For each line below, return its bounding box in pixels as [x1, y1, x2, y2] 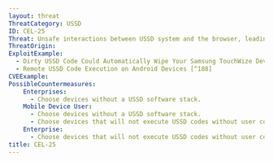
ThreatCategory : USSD [8, 20, 82, 28]
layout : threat [8, 11, 60, 20]
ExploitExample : [8, 50, 63, 58]
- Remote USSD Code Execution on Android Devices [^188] [15, 65, 213, 73]
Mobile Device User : [23, 102, 93, 111]
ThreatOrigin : [8, 42, 57, 50]
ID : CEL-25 [8, 27, 45, 35]
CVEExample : [8, 72, 49, 80]
